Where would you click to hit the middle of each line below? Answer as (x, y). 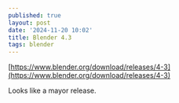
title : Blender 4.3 (40, 37)
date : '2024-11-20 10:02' (50, 30)
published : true (35, 15)
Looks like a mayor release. (52, 90)
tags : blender (31, 45)
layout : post (29, 23)
